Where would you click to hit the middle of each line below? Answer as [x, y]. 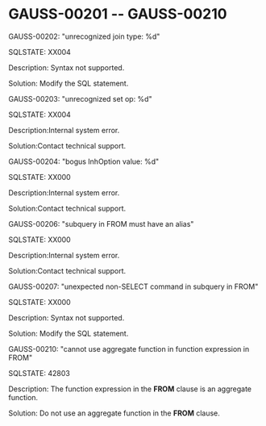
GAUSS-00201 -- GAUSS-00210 [118, 14]
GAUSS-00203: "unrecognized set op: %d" [80, 98]
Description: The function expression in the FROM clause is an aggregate [130, 389]
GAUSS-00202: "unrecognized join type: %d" [84, 36]
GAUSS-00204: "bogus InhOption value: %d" [84, 161]
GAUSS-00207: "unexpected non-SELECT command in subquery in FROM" [133, 286]
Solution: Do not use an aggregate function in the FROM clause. [114, 413]
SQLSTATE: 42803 [39, 373]
